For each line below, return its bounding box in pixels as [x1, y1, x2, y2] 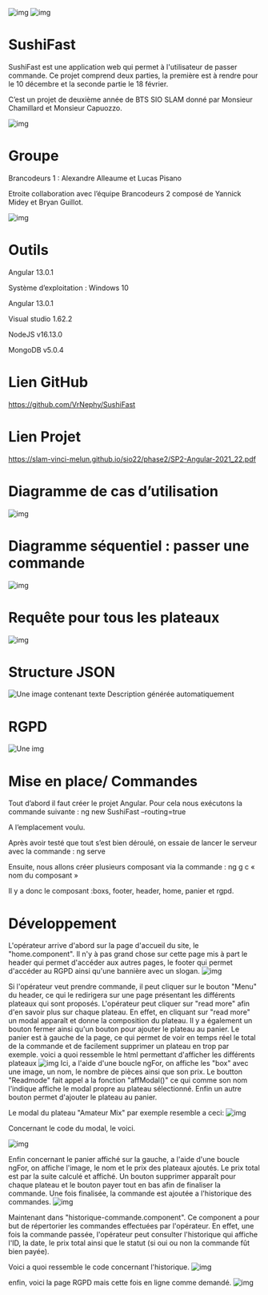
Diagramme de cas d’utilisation [8, 482, 218, 500]
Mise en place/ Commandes [8, 772, 198, 790]
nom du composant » [8, 870, 78, 881]
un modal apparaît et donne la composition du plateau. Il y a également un [8, 1016, 253, 1026]
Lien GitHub [8, 373, 89, 391]
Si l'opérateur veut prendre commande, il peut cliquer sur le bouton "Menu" [8, 982, 258, 991]
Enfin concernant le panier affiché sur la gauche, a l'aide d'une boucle [8, 1155, 240, 1164]
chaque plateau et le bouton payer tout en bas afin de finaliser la [8, 1180, 222, 1190]
